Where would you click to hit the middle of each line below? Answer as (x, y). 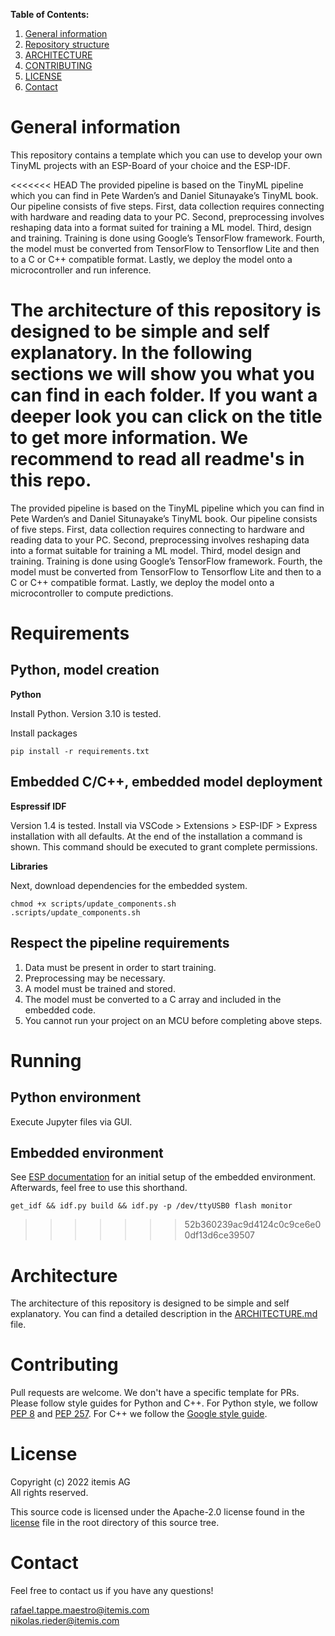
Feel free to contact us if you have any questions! (112, 1591)
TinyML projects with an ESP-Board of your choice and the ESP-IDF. (150, 165)
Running (46, 1060)
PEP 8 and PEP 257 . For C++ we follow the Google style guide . (139, 1414)
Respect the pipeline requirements (120, 943)
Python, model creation (85, 670)
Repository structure (67, 44)
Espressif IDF (38, 806)
